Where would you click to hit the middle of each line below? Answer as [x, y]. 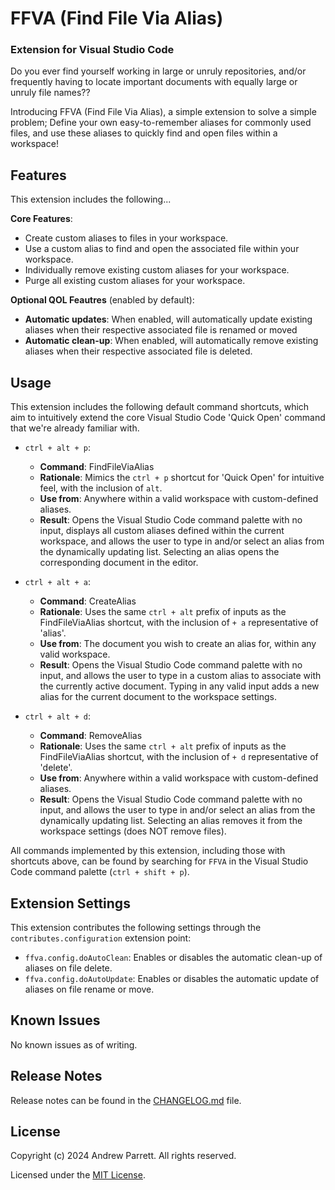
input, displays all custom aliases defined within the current [162, 531]
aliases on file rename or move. [89, 989]
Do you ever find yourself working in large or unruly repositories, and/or [158, 71]
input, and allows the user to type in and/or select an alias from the [177, 810]
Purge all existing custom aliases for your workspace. [135, 281]
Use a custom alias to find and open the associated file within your [162, 249]
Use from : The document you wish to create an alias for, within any [178, 644]
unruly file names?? [50, 93]
